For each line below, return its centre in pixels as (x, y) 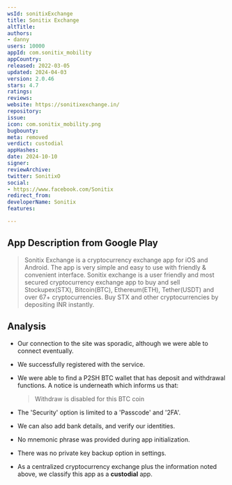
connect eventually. (46, 351)
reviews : (20, 99)
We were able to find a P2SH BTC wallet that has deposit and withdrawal (121, 377)
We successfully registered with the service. (81, 364)
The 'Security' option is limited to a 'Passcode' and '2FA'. (99, 412)
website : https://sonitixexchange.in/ (63, 105)
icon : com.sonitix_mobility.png (54, 124)
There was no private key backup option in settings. (92, 453)
